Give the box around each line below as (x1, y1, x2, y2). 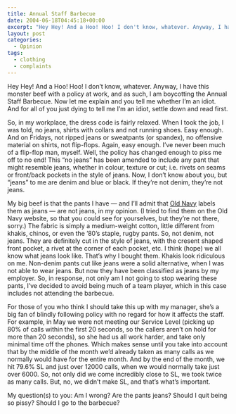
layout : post (7, 30, 46, 37)
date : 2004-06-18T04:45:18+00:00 (7, 17, 105, 24)
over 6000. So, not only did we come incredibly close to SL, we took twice (7, 370, 223, 378)
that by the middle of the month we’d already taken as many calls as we (7, 347, 214, 356)
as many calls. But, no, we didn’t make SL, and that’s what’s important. (7, 377, 211, 386)
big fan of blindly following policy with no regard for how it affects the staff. (7, 310, 225, 318)
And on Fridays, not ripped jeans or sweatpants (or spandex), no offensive (7, 133, 223, 142)
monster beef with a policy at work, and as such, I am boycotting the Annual (7, 89, 228, 98)
